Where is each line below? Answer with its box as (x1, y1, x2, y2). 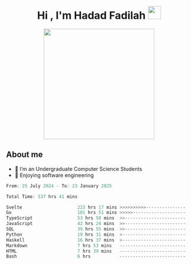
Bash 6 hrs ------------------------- (6, 253, 186, 259)
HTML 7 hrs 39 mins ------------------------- (6, 248, 186, 254)
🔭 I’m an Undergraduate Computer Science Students (14, 165, 143, 172)
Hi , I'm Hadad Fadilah (37, 9, 146, 22)
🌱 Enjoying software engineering (14, 171, 94, 179)
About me (6, 150, 43, 160)
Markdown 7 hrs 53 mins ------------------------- (6, 242, 186, 249)
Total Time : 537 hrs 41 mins (6, 193, 78, 200)
